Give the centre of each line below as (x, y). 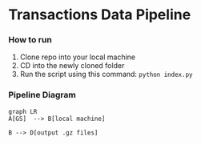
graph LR (23, 111)
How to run (30, 40)
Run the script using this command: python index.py (106, 75)
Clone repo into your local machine (78, 57)
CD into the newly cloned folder (72, 66)
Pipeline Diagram (42, 95)
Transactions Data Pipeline (100, 15)
